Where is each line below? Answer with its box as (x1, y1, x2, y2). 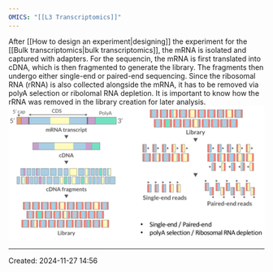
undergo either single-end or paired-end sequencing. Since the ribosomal (8, 71, 256, 80)
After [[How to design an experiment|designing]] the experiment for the (8, 37, 248, 46)
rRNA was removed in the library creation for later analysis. (8, 97, 206, 106)
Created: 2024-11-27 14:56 (8, 256, 98, 266)
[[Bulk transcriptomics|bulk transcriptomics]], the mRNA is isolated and (8, 45, 246, 54)
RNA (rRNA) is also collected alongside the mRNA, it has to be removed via (8, 80, 259, 89)
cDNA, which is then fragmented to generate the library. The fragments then (8, 62, 264, 72)
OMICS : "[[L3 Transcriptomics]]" (8, 13, 122, 21)
